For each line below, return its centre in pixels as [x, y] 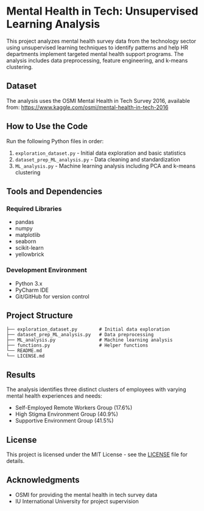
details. [16, 460]
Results [21, 375]
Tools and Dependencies [54, 191]
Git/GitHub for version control [52, 296]
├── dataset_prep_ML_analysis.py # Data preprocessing [80, 335]
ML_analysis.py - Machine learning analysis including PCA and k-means [105, 166]
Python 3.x [29, 283]
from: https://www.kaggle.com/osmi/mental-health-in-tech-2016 [87, 107]
